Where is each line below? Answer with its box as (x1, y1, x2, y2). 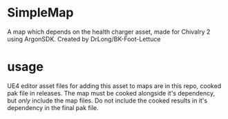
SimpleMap (7, 5, 74, 21)
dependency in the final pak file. (7, 103, 99, 111)
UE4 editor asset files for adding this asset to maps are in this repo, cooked (7, 81, 222, 90)
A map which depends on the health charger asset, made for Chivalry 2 (7, 28, 211, 36)
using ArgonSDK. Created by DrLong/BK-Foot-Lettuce (7, 34, 161, 43)
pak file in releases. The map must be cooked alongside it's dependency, (7, 89, 216, 97)
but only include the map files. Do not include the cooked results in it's (7, 96, 208, 105)
